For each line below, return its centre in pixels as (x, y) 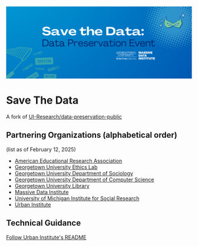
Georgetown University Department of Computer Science (84, 179)
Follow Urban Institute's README (46, 237)
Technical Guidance (44, 223)
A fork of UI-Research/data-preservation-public (64, 117)
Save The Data (42, 100)
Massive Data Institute (42, 192)
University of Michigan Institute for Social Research (77, 198)
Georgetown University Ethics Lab (56, 167)
